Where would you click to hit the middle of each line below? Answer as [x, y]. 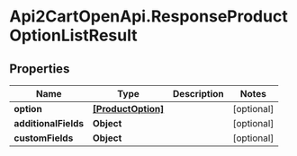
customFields [44, 138]
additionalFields [49, 123]
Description [198, 94]
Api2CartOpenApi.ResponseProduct [148, 17]
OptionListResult [73, 35]
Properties [40, 69]
